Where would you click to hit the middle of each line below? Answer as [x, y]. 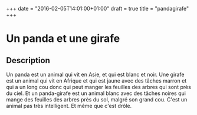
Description [28, 60]
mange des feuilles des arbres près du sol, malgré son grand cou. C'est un [97, 99]
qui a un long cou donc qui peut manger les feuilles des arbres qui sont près [99, 87]
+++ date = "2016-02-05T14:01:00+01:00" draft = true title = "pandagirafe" [98, 9]
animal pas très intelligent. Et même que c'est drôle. [69, 106]
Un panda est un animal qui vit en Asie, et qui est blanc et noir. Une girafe [95, 74]
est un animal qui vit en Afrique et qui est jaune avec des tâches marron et [96, 81]
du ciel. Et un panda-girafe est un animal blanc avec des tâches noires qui [96, 93]
